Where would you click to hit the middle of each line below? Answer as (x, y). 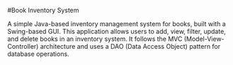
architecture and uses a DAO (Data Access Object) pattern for (130, 46)
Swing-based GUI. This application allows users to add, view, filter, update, (117, 31)
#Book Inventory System (43, 10)
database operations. (38, 54)
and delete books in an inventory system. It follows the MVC (95, 39)
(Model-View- (204, 39)
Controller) (23, 46)
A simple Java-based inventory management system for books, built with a (117, 24)
